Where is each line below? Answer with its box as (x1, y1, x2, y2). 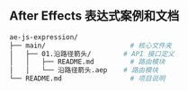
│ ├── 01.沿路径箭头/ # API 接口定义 (9, 49, 175, 58)
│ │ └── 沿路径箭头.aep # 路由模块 (9, 66, 159, 75)
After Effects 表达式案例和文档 (9, 8, 180, 24)
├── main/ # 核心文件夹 (9, 41, 173, 50)
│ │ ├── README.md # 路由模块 (9, 57, 166, 67)
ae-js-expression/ (9, 32, 78, 42)
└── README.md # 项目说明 (9, 74, 166, 83)
